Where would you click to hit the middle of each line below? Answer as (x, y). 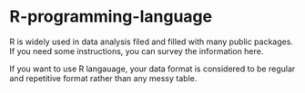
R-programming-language (111, 17)
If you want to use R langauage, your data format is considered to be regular (152, 69)
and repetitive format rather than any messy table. (103, 78)
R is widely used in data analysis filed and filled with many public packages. (152, 42)
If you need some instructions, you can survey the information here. (137, 51)
